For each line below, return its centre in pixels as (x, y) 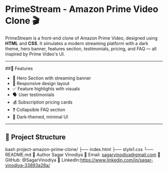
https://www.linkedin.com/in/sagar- (116, 160)
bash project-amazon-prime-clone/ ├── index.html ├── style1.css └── (79, 149)
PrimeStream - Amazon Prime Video (82, 9)
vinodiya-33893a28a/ (28, 165)
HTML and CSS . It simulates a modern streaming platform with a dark (77, 43)
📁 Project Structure (35, 137)
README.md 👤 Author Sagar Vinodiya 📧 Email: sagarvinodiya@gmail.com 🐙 (83, 154)
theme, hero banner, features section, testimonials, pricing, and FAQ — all (81, 48)
